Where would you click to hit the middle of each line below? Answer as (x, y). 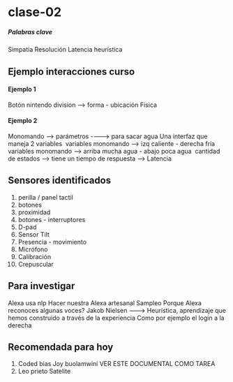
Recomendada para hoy (61, 347)
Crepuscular (36, 264)
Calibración (35, 256)
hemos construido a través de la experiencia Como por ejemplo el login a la (116, 318)
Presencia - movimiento (52, 242)
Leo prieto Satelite (44, 372)
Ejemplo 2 (23, 121)
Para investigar (42, 286)
